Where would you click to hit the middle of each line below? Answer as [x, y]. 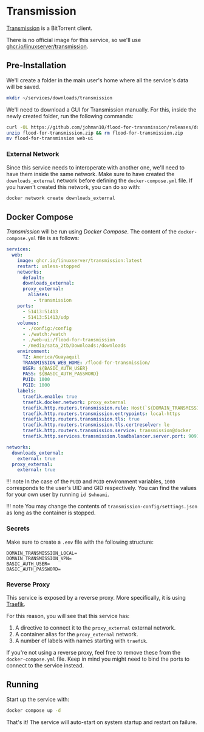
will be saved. [23, 87]
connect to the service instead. [45, 665]
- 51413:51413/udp [46, 317]
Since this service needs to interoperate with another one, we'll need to [96, 167]
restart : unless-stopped [49, 266]
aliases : [39, 295]
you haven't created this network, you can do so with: [73, 187]
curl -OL [17, 127]
